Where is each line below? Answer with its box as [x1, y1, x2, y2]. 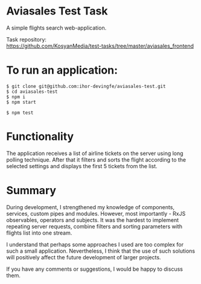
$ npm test [6, 110, 34, 116]
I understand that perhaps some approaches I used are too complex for [6, 241, 184, 248]
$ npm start [6, 99, 36, 105]
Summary [6, 184, 56, 197]
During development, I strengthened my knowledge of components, [6, 203, 175, 210]
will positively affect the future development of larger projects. [6, 253, 161, 260]
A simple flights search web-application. [6, 24, 107, 31]
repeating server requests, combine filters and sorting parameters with [6, 222, 183, 230]
